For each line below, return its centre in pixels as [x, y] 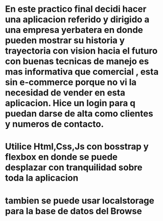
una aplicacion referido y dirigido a [77, 19]
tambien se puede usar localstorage [80, 201]
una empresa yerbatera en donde [74, 30]
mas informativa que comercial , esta [82, 72]
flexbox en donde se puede [61, 157]
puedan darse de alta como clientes [79, 114]
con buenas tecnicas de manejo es [77, 61]
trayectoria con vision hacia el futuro [81, 51]
